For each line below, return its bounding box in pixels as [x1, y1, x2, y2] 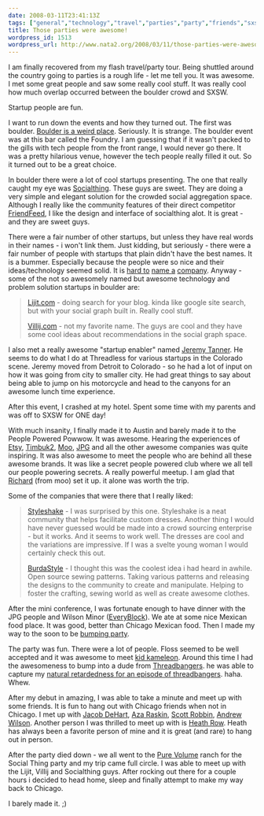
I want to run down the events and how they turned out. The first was [8, 118, 232, 128]
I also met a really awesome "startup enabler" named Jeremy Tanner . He [8, 345, 244, 354]
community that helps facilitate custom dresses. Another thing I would [27, 515, 255, 525]
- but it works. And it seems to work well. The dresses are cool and [27, 532, 245, 541]
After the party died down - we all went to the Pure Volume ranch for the [8, 750, 242, 760]
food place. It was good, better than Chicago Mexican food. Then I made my [8, 621, 255, 630]
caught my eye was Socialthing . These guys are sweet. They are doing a [8, 184, 244, 193]
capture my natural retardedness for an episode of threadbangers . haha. [8, 669, 243, 679]
